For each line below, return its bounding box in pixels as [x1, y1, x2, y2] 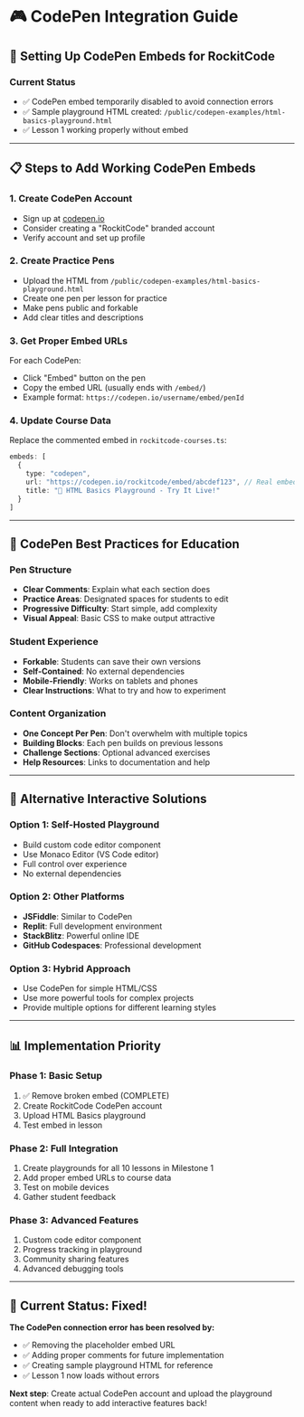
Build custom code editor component [22, 839, 161, 850]
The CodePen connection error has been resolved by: [9, 1322, 215, 1333]
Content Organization [9, 707, 107, 720]
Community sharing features [22, 1253, 129, 1265]
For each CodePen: [9, 355, 81, 366]
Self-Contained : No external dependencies [22, 666, 185, 676]
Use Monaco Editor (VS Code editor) [22, 848, 159, 859]
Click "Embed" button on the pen [22, 373, 147, 383]
